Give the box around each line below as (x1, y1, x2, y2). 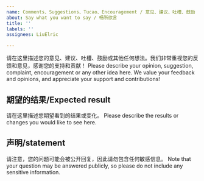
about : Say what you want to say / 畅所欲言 (6, 15, 118, 21)
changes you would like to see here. (6, 118, 97, 126)
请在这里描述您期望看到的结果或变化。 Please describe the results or (6, 112, 179, 119)
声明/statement (6, 138, 66, 148)
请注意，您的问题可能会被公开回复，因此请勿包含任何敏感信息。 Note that (6, 155, 191, 162)
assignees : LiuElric (6, 32, 59, 38)
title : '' (6, 20, 32, 26)
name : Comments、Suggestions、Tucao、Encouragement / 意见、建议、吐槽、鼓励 (6, 9, 195, 15)
